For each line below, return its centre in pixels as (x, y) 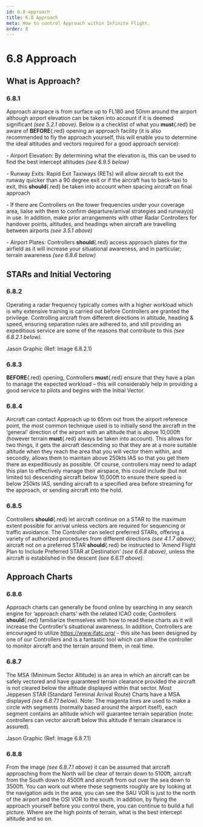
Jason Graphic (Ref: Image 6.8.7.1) (49, 738)
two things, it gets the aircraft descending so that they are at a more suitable (101, 445)
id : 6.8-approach (28, 12)
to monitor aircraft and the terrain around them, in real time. (80, 646)
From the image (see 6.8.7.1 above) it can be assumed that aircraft (88, 767)
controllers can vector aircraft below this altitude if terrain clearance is (94, 720)
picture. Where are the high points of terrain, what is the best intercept (94, 812)
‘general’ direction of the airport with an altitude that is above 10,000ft (93, 432)
